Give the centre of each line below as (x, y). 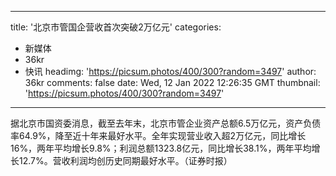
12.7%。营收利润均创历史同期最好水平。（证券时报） (125, 160)
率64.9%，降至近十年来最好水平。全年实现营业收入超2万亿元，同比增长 (158, 135)
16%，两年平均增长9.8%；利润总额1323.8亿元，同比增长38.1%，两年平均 (161, 148)
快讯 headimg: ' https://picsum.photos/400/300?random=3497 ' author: (170, 71)
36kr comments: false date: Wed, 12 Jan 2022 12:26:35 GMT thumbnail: (172, 82)
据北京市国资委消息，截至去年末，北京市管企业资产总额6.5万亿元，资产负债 (166, 123)
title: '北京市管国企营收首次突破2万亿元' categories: (116, 27)
